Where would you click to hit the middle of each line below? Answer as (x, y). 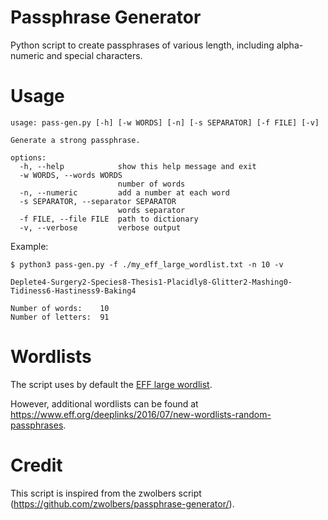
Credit (36, 465)
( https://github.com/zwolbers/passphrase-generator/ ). (122, 503)
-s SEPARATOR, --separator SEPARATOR (98, 201)
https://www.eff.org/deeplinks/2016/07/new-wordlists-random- (141, 414)
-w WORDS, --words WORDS (71, 175)
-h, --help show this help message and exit (138, 166)
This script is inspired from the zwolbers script (106, 493)
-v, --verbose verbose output (100, 227)
